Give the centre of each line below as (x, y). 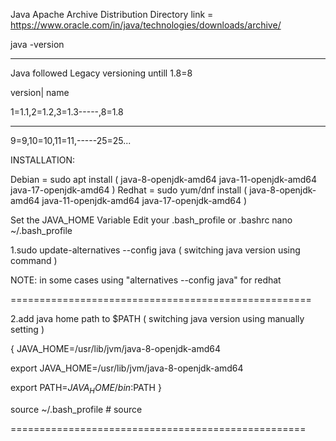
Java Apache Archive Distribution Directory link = (112, 14)
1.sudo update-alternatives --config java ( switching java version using (155, 250)
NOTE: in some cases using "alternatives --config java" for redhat (146, 280)
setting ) (27, 329)
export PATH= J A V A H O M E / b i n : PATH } (86, 389)
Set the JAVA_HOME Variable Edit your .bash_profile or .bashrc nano (151, 220)
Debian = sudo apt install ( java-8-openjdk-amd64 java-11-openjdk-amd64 (164, 179)
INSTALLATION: (43, 160)
